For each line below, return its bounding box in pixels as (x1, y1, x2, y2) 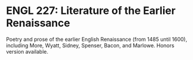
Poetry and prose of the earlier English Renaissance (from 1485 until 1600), (6, 36, 188, 43)
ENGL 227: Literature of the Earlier (6, 4, 176, 17)
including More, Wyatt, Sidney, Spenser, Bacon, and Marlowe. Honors (6, 42, 175, 49)
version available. (6, 48, 49, 55)
